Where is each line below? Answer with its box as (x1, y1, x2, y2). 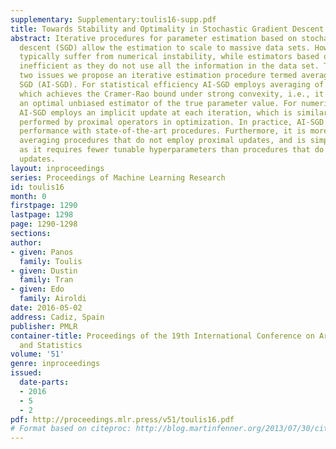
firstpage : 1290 (10, 201, 78, 211)
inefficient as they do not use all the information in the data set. (19, 61, 320, 71)
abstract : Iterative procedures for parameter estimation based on (10, 33, 298, 43)
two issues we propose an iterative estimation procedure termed (19, 71, 298, 81)
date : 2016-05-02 (10, 303, 83, 313)
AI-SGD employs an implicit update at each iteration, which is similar (19, 107, 329, 118)
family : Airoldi (19, 294, 87, 304)
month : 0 (10, 191, 47, 201)
